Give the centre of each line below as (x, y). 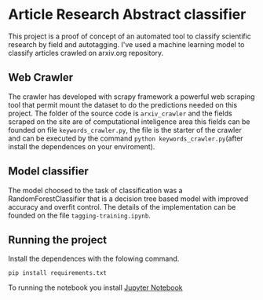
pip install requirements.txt (58, 273)
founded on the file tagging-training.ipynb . (80, 215)
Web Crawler (41, 77)
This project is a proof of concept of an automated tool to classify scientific (130, 36)
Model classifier (48, 172)
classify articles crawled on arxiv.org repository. (86, 53)
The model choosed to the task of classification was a (95, 190)
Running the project (58, 240)
